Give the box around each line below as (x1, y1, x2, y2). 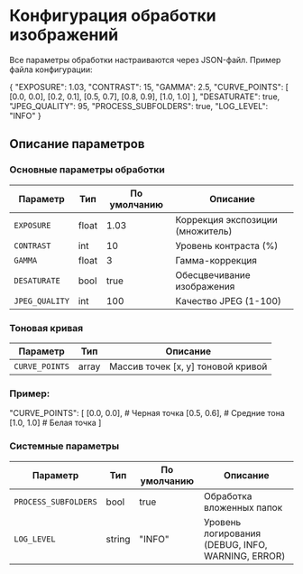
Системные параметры (9, 440, 120, 452)
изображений (9, 24, 119, 45)
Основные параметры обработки (9, 163, 165, 176)
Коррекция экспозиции (175, 213, 278, 226)
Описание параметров (9, 136, 145, 152)
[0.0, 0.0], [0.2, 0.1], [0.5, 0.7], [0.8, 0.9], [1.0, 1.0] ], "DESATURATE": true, (9, 91, 280, 102)
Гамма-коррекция (175, 254, 257, 266)
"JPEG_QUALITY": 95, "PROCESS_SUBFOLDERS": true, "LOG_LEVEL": (9, 100, 269, 111)
